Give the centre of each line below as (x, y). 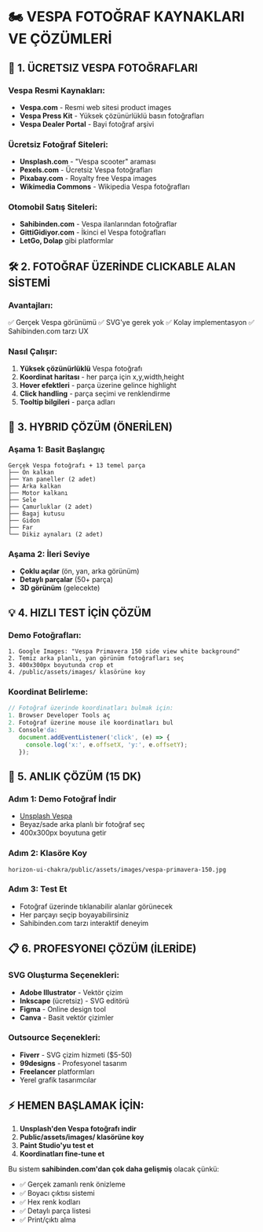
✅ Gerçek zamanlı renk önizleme (72, 1184)
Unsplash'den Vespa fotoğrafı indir (78, 1128)
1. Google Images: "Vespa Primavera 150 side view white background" (124, 651)
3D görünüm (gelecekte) (60, 588)
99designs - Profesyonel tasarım (73, 1063)
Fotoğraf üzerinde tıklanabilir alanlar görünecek (96, 906)
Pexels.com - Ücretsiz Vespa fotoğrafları (86, 170)
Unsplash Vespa (46, 816)
